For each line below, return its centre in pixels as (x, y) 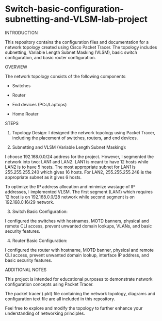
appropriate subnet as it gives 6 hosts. (43, 177)
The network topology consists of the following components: (66, 76)
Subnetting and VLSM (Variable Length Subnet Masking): (69, 147)
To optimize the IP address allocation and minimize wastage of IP (70, 186)
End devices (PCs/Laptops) (39, 104)
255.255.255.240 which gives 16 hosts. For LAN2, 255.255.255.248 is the (78, 172)
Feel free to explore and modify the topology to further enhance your (74, 308)
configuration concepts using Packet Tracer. (49, 284)
